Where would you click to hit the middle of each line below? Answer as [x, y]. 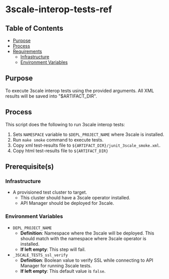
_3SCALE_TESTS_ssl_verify [40, 255]
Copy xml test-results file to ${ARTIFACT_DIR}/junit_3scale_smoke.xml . [87, 145]
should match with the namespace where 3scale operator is [83, 238]
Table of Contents [34, 28]
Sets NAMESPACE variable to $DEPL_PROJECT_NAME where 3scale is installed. [88, 134]
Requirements [27, 51]
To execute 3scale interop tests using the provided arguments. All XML [80, 90]
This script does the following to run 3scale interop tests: [65, 124]
